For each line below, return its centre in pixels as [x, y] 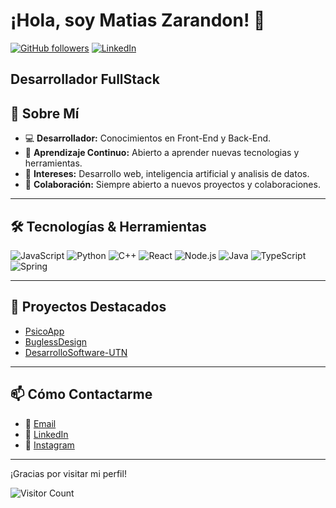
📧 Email [40, 423]
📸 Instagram [49, 445]
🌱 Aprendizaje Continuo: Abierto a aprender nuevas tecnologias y [162, 153]
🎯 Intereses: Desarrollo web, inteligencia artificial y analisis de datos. [167, 174]
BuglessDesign [56, 341]
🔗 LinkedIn [46, 434]
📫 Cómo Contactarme [81, 394]
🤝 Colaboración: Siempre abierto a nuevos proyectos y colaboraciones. [172, 185]
